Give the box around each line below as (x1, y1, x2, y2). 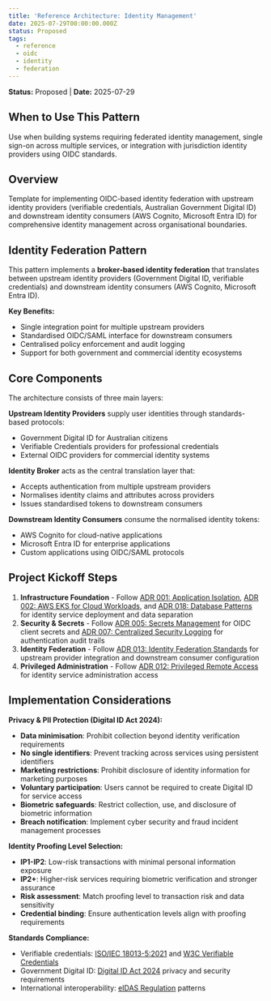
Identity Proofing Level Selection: (8, 841, 124, 851)
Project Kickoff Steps (8, 571, 118, 584)
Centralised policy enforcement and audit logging (19, 340, 185, 349)
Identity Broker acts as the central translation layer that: (8, 466, 196, 475)
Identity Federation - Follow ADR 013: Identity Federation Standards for (19, 644, 259, 653)
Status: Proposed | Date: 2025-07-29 (8, 87, 135, 96)
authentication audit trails (19, 635, 105, 645)
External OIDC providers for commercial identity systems (19, 451, 210, 460)
